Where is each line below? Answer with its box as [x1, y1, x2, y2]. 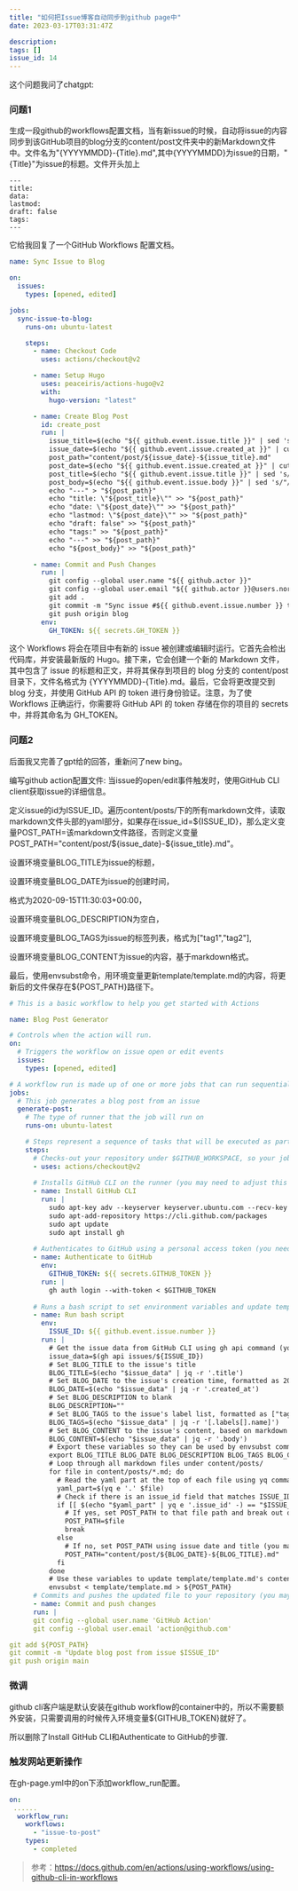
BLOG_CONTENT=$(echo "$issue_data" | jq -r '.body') [48, 1435, 248, 1444]
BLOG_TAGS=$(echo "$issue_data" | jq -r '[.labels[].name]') [48, 1418, 279, 1427]
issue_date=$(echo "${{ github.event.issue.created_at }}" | [48, 445, 279, 454]
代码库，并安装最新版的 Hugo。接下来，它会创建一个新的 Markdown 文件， [9, 654, 285, 665]
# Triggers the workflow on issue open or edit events [17, 1048, 224, 1056]
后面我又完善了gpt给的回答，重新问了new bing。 [9, 756, 188, 766]
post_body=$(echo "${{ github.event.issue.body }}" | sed [48, 478, 268, 487]
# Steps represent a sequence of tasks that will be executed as [25, 1137, 272, 1146]
